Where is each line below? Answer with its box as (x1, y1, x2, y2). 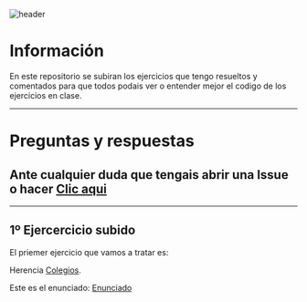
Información (9, 41, 105, 61)
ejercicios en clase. (9, 89, 82, 100)
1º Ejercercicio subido (9, 223, 136, 238)
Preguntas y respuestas (9, 130, 195, 151)
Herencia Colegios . (9, 265, 82, 276)
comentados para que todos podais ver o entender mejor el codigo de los (9, 80, 287, 91)
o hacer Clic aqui (9, 181, 107, 196)
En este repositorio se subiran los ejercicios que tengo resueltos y (9, 70, 258, 81)
